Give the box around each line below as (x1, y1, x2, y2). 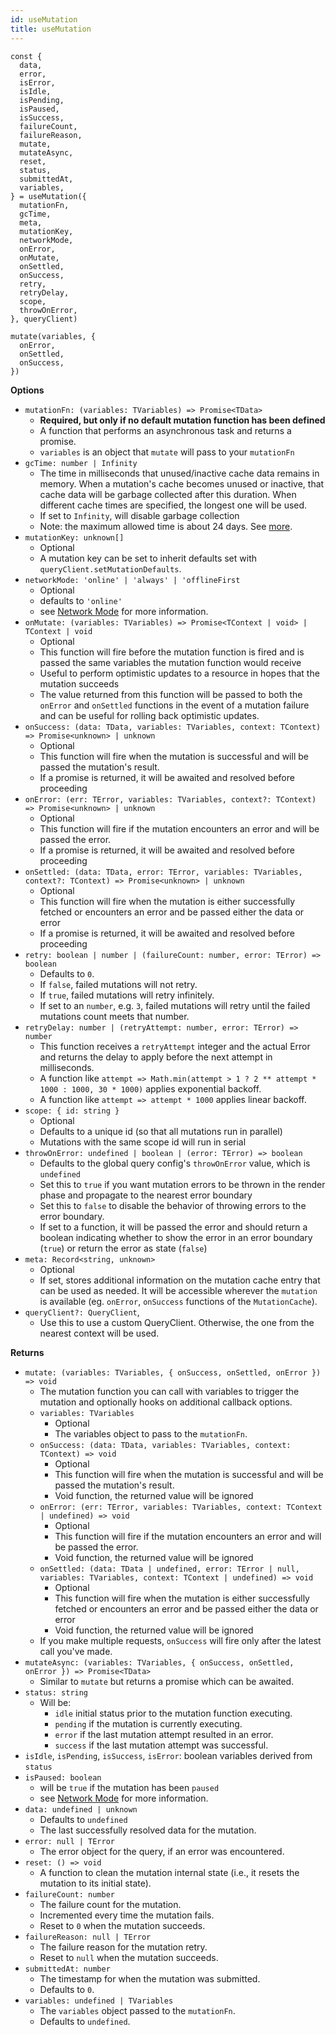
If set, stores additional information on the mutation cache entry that (39, 1274, 321, 1286)
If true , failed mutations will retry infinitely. (39, 989, 215, 1001)
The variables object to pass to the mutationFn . (54, 1427, 248, 1440)
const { (10, 51, 43, 61)
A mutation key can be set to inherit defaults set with (39, 552, 257, 564)
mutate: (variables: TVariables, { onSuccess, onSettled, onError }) (24, 1367, 322, 1378)
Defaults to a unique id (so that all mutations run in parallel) (39, 1125, 283, 1137)
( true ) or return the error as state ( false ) (39, 1242, 208, 1254)
